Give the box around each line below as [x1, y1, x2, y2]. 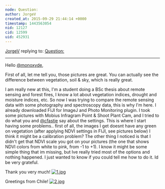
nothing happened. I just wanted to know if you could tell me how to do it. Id [5, 154, 159, 160]
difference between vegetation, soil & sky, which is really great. [5, 77, 134, 82]
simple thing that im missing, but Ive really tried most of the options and [5, 149, 150, 155]
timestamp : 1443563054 [5, 21, 52, 26]
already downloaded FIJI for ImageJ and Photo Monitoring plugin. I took [5, 107, 151, 113]
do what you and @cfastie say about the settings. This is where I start [5, 117, 146, 123]
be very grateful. [5, 159, 39, 165]
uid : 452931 [5, 35, 29, 40]
